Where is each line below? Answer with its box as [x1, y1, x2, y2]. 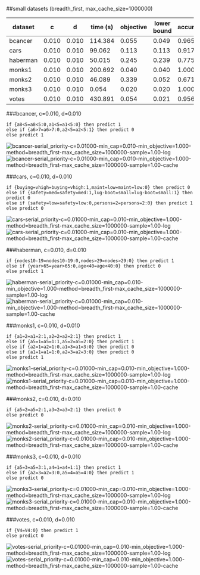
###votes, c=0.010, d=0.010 [6, 516, 76, 523]
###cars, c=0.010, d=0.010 [6, 173, 73, 180]
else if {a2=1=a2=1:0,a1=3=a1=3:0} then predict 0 [6, 344, 135, 350]
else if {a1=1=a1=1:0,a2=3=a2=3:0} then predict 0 [6, 349, 135, 355]
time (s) [90, 23, 114, 31]
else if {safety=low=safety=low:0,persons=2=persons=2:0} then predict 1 [6, 200, 193, 206]
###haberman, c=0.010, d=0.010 [6, 247, 87, 253]
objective [120, 23, 148, 31]
